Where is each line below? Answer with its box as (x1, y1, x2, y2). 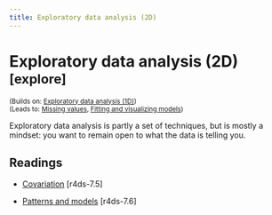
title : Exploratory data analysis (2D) (9, 12, 157, 22)
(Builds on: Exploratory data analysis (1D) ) (9, 97, 137, 106)
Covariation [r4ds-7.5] (21, 179, 103, 189)
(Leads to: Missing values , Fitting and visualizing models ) (9, 104, 184, 114)
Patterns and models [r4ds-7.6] (21, 196, 137, 207)
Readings (9, 155, 63, 170)
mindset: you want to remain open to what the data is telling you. (9, 130, 246, 140)
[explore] (9, 70, 67, 87)
